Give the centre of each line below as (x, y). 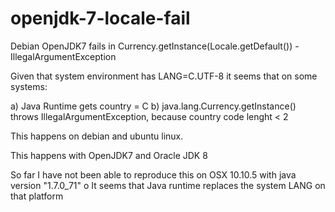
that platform (37, 196)
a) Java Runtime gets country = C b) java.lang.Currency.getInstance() (153, 106)
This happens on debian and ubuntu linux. (97, 136)
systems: (29, 86)
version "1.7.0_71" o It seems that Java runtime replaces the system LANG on (168, 185)
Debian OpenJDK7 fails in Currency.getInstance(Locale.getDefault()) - (155, 46)
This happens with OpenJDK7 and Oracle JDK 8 (109, 155)
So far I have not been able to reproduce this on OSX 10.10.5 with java (153, 174)
